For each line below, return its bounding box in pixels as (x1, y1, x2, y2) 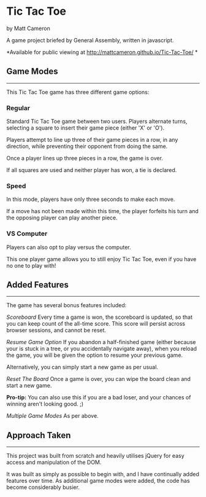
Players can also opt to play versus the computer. (6, 243, 131, 251)
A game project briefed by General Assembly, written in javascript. (6, 36, 174, 44)
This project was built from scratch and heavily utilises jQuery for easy (6, 452, 185, 460)
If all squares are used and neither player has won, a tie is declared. (6, 166, 177, 174)
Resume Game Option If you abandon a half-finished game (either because (6, 339, 196, 346)
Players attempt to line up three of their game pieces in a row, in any (6, 136, 178, 144)
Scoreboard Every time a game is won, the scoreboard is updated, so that (6, 313, 193, 321)
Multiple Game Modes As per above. (6, 412, 99, 420)
